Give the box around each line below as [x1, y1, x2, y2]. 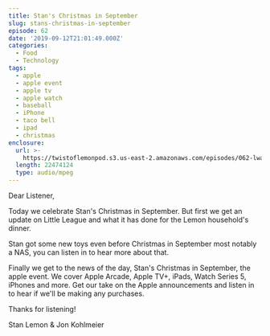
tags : [8, 64, 27, 72]
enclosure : [8, 138, 45, 147]
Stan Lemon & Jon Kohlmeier [8, 320, 104, 330]
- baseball [15, 101, 52, 109]
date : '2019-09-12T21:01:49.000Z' [8, 34, 125, 43]
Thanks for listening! [8, 305, 76, 313]
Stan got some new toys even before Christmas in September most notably [8, 239, 257, 248]
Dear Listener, [8, 191, 55, 200]
